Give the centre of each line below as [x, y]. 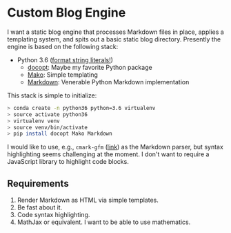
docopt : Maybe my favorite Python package [90, 67]
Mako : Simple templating [63, 75]
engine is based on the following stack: [63, 46]
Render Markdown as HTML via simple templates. [88, 200]
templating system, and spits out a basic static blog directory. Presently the [114, 39]
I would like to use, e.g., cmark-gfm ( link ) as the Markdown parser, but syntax [115, 147]
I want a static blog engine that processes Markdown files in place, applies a [115, 32]
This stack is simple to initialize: [52, 95]
